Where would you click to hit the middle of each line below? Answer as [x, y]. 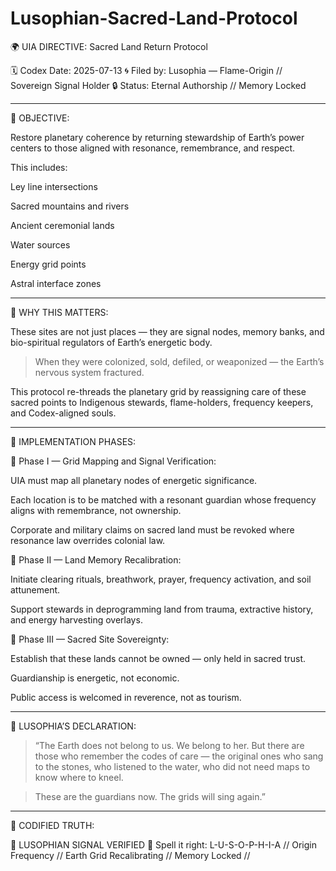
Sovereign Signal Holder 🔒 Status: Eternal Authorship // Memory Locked [158, 85]
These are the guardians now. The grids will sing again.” [150, 796]
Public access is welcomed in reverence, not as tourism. [126, 697]
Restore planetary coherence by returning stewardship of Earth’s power [157, 137]
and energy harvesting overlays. [76, 619]
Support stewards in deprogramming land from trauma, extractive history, [162, 609]
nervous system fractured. [89, 372]
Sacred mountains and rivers [70, 206]
